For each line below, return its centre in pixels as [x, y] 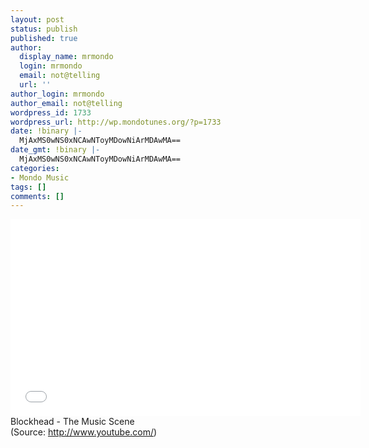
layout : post [37, 19]
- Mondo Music [40, 177]
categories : [35, 168]
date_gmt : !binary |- [55, 150]
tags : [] [28, 187]
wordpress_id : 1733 [51, 112]
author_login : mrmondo [57, 94]
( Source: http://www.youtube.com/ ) [84, 432]
